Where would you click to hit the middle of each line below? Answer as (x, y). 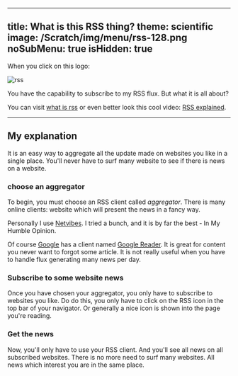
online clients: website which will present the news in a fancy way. (104, 209)
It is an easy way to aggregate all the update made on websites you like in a (118, 153)
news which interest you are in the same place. (76, 365)
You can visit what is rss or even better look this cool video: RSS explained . (117, 107)
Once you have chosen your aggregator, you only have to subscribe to (110, 293)
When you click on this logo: (49, 66)
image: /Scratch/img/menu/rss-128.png (97, 38)
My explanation (42, 136)
